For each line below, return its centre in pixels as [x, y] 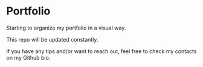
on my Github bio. [28, 57]
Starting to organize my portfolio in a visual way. [66, 28]
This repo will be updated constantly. [52, 39]
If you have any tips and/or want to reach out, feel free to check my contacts [101, 51]
